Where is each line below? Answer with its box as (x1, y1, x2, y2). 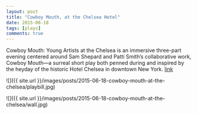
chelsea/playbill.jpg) (6, 83, 56, 90)
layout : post (6, 8, 38, 15)
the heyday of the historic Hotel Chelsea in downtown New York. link (6, 66, 173, 73)
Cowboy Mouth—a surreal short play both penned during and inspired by (6, 60, 185, 67)
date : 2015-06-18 (6, 19, 49, 25)
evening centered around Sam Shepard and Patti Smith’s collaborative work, (6, 53, 192, 60)
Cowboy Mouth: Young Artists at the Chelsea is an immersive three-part (6, 47, 182, 54)
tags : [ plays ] (6, 25, 41, 31)
